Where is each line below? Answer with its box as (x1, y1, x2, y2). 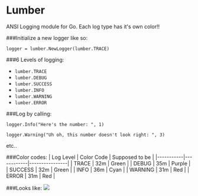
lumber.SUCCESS (14, 81, 53, 87)
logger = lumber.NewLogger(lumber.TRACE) (6, 45, 110, 52)
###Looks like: (6, 184, 43, 191)
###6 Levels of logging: (6, 56, 64, 63)
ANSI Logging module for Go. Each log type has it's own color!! (6, 23, 160, 30)
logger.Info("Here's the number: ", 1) (6, 121, 105, 127)
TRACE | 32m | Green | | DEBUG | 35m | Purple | (73, 160, 191, 167)
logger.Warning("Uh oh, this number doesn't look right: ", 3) (6, 132, 165, 138)
